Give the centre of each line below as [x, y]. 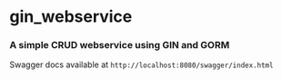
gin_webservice [71, 17]
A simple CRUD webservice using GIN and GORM [120, 45]
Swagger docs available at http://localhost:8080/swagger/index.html [141, 64]
